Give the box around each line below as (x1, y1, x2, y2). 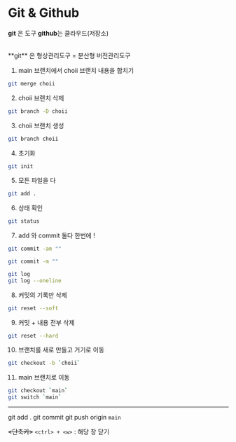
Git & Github (8, 5, 80, 21)
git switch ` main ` (8, 394, 62, 401)
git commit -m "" (8, 258, 59, 265)
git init (8, 163, 34, 170)
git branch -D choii (8, 107, 69, 115)
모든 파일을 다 (18, 177, 56, 185)
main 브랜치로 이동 (18, 373, 70, 382)
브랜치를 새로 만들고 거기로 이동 (18, 345, 104, 354)
